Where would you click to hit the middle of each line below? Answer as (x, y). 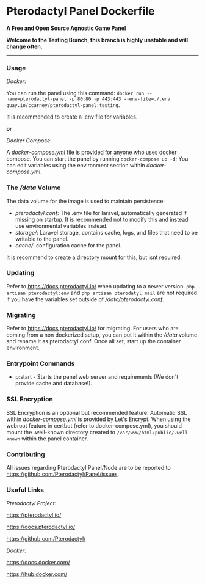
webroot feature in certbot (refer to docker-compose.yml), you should (94, 425)
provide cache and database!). (54, 384)
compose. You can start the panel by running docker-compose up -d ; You (97, 159)
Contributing (26, 454)
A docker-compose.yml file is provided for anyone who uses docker (92, 152)
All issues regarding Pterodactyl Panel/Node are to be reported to (88, 468)
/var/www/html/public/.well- (154, 433)
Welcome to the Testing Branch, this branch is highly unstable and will (97, 40)
